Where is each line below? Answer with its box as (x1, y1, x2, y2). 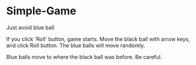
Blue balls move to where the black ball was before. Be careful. (6, 53, 162, 60)
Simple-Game (6, 4, 76, 18)
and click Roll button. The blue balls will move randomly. (6, 42, 145, 49)
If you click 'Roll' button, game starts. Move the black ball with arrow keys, (6, 35, 191, 42)
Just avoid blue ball (6, 24, 55, 31)
